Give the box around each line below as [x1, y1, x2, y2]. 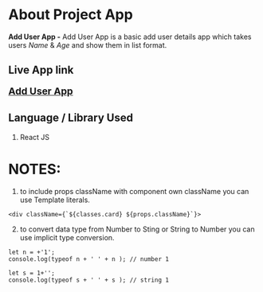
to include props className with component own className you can [19, 186, 249, 196]
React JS [19, 132, 50, 142]
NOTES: [8, 160, 61, 178]
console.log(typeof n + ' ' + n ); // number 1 [8, 255, 170, 263]
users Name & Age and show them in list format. [8, 40, 167, 49]
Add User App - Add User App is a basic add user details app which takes [8, 32, 252, 41]
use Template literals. [19, 195, 90, 204]
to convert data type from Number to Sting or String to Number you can [19, 224, 255, 234]
